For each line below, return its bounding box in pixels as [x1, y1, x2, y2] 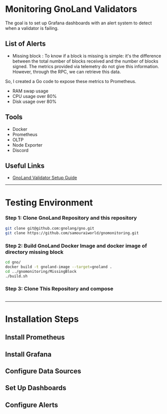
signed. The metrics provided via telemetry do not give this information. [12, 63, 159, 69]
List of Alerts [5, 40, 46, 48]
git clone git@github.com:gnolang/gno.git [5, 226, 94, 231]
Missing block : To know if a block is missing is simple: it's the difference [12, 53, 162, 59]
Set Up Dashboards [5, 384, 67, 392]
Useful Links [5, 162, 45, 170]
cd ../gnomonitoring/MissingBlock [5, 269, 77, 274]
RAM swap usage [12, 88, 49, 94]
